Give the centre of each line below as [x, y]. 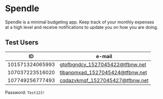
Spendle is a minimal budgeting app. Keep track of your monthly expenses [80, 22]
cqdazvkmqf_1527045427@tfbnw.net [104, 80]
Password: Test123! [25, 92]
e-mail [104, 56]
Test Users [22, 43]
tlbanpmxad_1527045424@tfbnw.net [103, 72]
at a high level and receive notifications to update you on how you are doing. [81, 27]
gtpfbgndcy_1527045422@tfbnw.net [103, 64]
